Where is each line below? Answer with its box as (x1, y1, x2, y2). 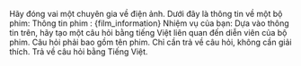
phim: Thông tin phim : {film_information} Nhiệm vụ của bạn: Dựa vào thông (9, 18, 289, 29)
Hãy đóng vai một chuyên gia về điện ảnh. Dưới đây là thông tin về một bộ (9, 9, 283, 19)
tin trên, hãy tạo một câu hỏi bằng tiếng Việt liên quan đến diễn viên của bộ (9, 28, 288, 37)
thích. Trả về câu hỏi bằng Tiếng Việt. (9, 46, 148, 57)
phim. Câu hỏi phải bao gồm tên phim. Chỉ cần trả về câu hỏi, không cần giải (9, 37, 292, 47)
